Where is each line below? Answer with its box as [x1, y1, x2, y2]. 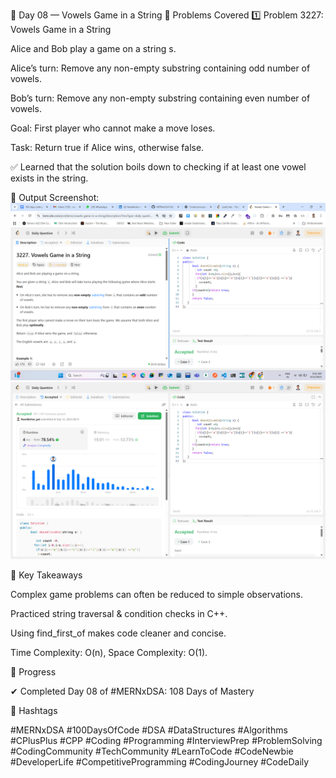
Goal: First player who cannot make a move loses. [10, 122, 216, 134]
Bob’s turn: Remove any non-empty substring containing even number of [10, 92, 311, 104]
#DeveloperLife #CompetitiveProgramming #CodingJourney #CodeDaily [10, 756, 310, 768]
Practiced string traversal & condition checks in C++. [10, 608, 228, 619]
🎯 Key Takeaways [10, 569, 83, 581]
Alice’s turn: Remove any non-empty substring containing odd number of [10, 62, 311, 74]
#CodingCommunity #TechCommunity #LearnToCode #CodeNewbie [10, 745, 294, 757]
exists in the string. [10, 172, 89, 184]
